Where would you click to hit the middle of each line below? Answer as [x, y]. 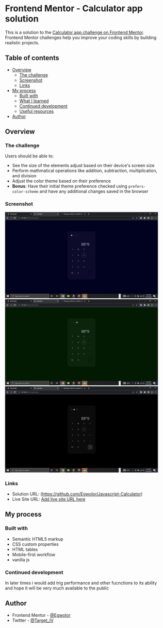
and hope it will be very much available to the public [57, 588]
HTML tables [25, 549]
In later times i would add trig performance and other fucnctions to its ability [81, 583]
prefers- [137, 187]
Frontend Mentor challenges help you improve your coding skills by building [81, 38]
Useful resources [37, 111]
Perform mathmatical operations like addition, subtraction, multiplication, [85, 171]
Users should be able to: [30, 156]
